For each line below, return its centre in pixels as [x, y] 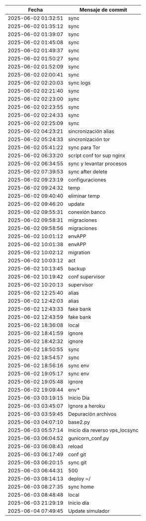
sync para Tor [84, 147]
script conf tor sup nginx [97, 155]
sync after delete [88, 172]
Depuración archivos [92, 414]
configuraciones [87, 180]
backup [77, 269]
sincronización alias [91, 131]
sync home [81, 487]
